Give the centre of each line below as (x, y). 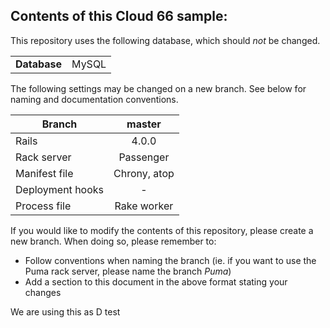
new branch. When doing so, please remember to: (113, 241)
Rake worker (144, 206)
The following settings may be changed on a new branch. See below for (158, 88)
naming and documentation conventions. (94, 99)
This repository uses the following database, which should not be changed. (165, 40)
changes (43, 292)
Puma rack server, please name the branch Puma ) (128, 271)
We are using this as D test (65, 311)
